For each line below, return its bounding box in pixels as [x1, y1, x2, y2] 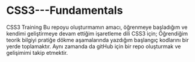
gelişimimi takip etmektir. [6, 49, 68, 56]
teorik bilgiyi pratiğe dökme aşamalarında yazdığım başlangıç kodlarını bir [6, 36, 189, 43]
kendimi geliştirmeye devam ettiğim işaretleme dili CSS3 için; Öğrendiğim [6, 29, 188, 37]
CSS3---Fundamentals [6, 4, 123, 17]
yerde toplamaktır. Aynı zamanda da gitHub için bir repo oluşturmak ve [6, 43, 181, 50]
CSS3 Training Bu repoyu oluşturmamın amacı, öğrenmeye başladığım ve [6, 23, 188, 31]
